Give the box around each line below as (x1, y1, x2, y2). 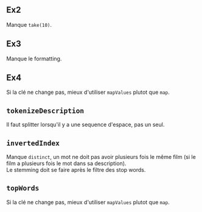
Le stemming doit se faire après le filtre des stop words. (6, 166, 146, 174)
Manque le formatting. (6, 55, 62, 62)
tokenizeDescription (6, 106, 85, 115)
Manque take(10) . (6, 21, 52, 28)
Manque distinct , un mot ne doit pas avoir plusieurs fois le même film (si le (6, 154, 196, 161)
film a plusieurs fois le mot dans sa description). (6, 160, 127, 167)
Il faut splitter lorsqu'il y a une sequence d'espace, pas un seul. (6, 121, 165, 129)
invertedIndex (6, 138, 60, 147)
